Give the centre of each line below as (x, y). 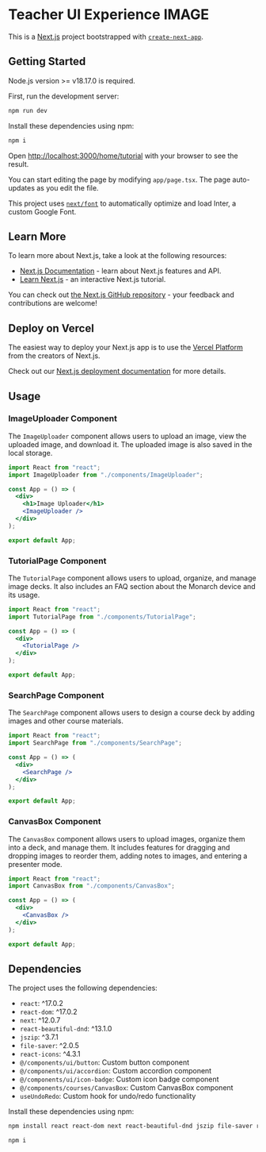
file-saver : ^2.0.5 (49, 1046)
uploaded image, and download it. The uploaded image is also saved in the (130, 444)
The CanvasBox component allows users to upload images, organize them (127, 838)
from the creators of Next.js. (54, 356)
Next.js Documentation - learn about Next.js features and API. (120, 271)
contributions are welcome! (53, 303)
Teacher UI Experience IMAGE (109, 15)
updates (22, 187)
